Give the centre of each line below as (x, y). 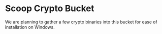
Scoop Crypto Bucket (50, 8)
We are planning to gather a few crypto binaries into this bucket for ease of (81, 22)
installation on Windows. (30, 27)
